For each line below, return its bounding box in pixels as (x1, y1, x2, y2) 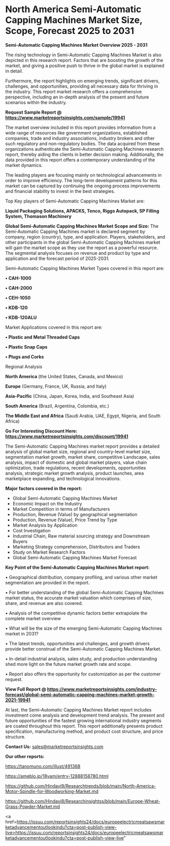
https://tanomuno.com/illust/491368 (5, 763, 81, 769)
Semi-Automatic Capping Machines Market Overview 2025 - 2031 (5, 42, 148, 48)
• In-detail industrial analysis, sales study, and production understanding (5, 656, 157, 662)
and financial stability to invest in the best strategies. (5, 188, 115, 194)
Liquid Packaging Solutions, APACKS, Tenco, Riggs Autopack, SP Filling (5, 208, 160, 214)
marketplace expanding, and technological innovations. (5, 476, 121, 482)
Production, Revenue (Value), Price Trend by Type (12, 517, 118, 523)
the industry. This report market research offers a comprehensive (5, 88, 142, 94)
